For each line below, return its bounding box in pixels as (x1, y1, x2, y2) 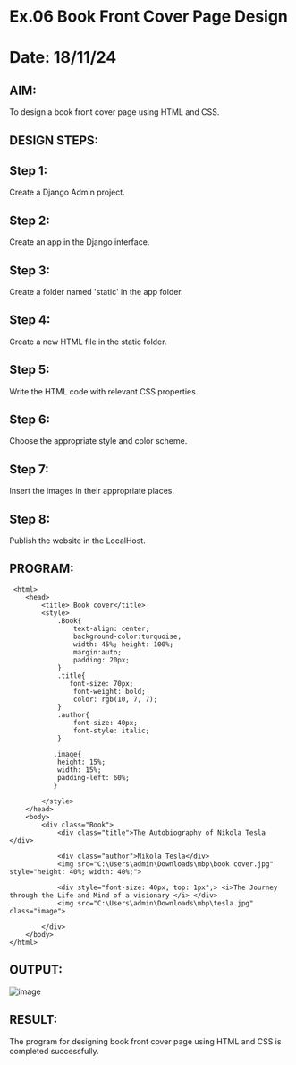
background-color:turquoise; (72, 632, 182, 641)
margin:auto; (72, 647, 123, 656)
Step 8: (9, 511, 51, 526)
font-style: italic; (72, 726, 150, 735)
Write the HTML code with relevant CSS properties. (9, 385, 199, 396)
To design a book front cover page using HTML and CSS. (9, 107, 220, 117)
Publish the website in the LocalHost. (9, 535, 146, 546)
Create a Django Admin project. (9, 186, 125, 198)
